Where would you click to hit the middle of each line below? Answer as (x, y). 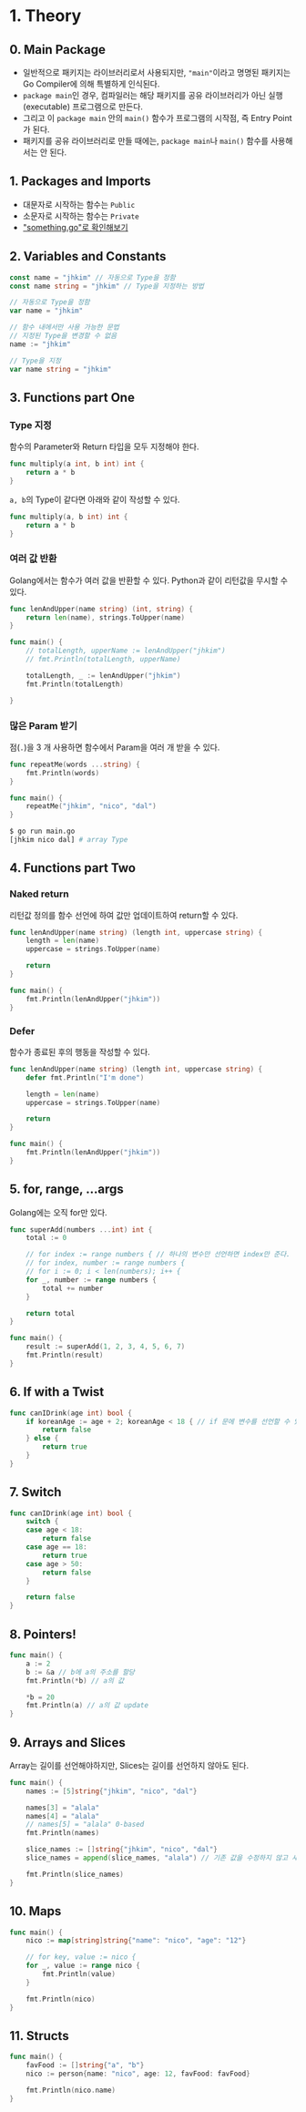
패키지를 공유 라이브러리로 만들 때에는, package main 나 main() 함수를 (145, 141)
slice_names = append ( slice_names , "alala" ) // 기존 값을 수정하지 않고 (157, 1858)
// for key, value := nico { (81, 1957)
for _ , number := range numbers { (91, 1280)
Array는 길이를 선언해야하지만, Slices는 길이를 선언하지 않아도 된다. (129, 1765)
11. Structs (40, 2036)
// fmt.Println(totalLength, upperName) (103, 660)
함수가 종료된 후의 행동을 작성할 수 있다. (80, 1051)
